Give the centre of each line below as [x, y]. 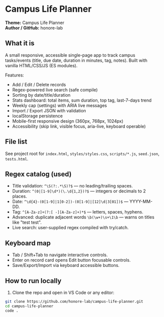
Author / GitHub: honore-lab [34, 27]
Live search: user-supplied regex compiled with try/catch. [70, 228]
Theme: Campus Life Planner [35, 23]
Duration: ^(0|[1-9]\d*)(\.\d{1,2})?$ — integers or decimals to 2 [79, 191]
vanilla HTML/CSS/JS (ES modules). [41, 65]
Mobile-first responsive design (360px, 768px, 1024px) [68, 121]
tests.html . [17, 158]
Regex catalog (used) [38, 174]
